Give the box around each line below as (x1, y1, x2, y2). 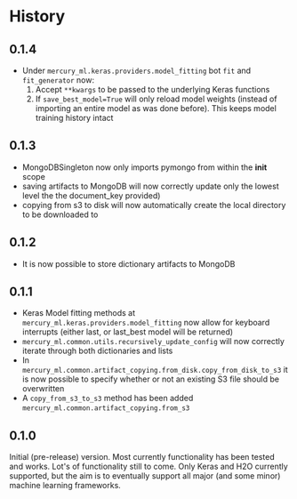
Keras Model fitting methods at (21, 308, 136, 318)
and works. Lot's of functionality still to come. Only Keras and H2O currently (9, 461, 289, 472)
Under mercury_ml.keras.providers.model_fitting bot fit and (21, 65, 252, 76)
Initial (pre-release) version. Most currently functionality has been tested (9, 452, 275, 463)
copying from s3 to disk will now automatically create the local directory (21, 199, 286, 210)
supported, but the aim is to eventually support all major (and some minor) (9, 471, 281, 481)
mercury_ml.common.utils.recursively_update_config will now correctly (21, 336, 285, 347)
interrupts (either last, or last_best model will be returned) (21, 326, 234, 337)
